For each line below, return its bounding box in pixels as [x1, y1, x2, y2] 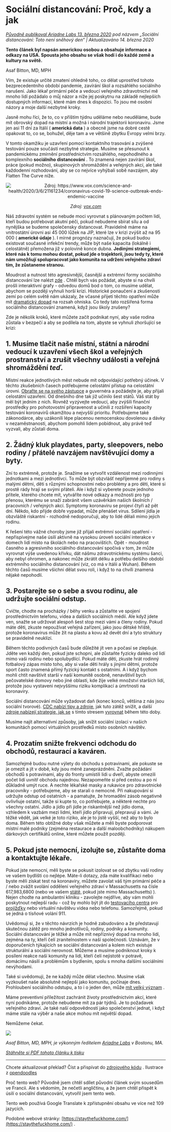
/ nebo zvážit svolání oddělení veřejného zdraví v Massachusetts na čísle [6, 883, 158, 890]
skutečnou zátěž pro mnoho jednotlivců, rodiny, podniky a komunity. [6, 926, 149, 932]
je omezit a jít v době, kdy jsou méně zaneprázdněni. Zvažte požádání [6, 766, 152, 772]
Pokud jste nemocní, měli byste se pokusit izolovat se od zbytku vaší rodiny [6, 867, 164, 873]
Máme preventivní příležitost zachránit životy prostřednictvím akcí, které [6, 994, 157, 1000]
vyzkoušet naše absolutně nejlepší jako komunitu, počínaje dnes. [6, 979, 142, 985]
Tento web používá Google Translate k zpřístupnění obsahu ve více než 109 [6, 1100, 164, 1106]
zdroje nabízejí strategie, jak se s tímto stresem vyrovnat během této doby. [6, 709, 161, 715]
